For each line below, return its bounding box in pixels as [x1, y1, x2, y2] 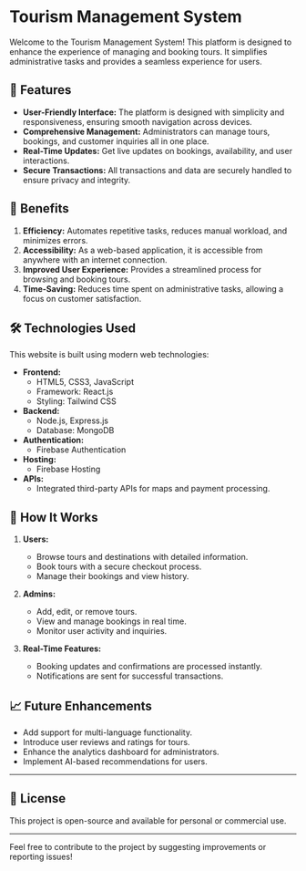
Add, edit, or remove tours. [36, 607, 138, 617]
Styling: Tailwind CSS [36, 396, 117, 407]
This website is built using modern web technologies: [9, 349, 209, 360]
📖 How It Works [9, 509, 98, 525]
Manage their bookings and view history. [36, 571, 189, 582]
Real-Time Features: [22, 643, 102, 654]
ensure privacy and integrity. [22, 174, 131, 185]
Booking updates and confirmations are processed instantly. [36, 661, 262, 672]
